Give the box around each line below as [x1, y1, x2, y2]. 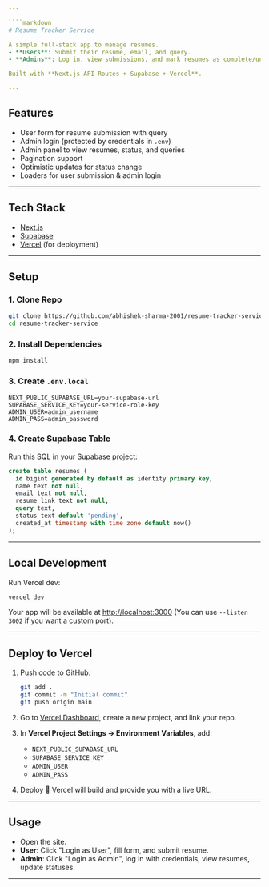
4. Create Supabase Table [8, 433, 110, 444]
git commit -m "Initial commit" [19, 691, 128, 699]
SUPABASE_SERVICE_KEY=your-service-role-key [8, 401, 159, 409]
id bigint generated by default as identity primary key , [15, 474, 214, 483]
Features [8, 106, 54, 120]
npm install [8, 357, 48, 365]
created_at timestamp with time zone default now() [15, 519, 192, 527]
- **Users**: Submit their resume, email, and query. [8, 48, 192, 56]
